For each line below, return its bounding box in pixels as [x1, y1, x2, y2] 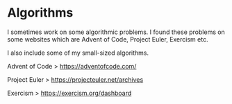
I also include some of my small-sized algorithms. [7, 49, 149, 57]
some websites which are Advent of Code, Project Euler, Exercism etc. [7, 35, 208, 43]
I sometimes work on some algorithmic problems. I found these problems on [7, 28, 226, 36]
